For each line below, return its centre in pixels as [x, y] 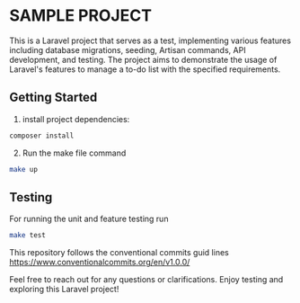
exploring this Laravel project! [64, 290]
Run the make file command [74, 153]
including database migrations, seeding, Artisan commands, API [128, 49]
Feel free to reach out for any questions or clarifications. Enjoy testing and [146, 280]
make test [28, 236]
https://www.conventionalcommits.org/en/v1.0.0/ [100, 263]
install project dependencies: [76, 119]
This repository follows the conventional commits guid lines [119, 253]
